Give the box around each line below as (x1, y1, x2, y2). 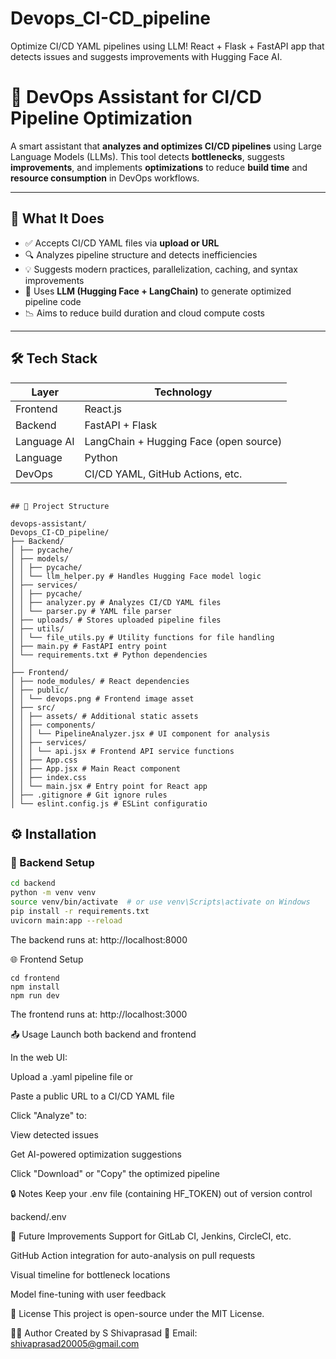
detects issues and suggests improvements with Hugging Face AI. (10, 50, 283, 62)
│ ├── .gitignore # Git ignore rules (10, 790, 168, 800)
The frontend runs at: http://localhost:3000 (10, 1008, 188, 1020)
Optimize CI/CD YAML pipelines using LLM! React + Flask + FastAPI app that (10, 40, 325, 52)
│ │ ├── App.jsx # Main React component (10, 763, 182, 774)
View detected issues (10, 1128, 99, 1141)
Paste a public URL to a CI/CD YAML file (10, 1090, 175, 1102)
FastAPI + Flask (84, 418, 158, 432)
